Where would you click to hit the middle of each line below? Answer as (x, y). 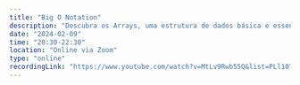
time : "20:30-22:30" (48, 42)
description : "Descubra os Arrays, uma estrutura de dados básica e (139, 26)
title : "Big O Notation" (55, 17)
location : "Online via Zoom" (63, 50)
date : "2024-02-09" (46, 34)
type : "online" (37, 58)
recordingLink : (37, 67)
